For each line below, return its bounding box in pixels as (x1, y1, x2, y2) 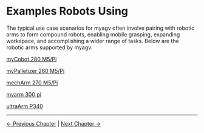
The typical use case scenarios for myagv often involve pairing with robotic (6, 24, 195, 32)
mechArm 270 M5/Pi (6, 79, 58, 86)
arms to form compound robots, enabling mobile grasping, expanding (6, 30, 180, 38)
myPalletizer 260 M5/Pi (6, 67, 65, 74)
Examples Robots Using (6, 4, 129, 18)
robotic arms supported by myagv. (6, 44, 93, 51)
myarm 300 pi (6, 90, 41, 98)
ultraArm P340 (6, 102, 44, 110)
